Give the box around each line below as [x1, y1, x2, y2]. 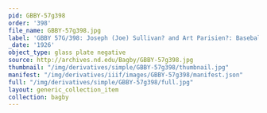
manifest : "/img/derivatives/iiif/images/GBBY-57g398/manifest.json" [8, 71, 244, 79]
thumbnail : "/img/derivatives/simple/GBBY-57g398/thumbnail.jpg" [8, 64, 229, 72]
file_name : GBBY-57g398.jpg [8, 26, 102, 34]
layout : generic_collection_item [8, 85, 119, 94]
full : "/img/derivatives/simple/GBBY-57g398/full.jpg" [8, 78, 194, 86]
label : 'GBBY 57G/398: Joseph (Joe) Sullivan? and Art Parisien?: [8, 33, 233, 42]
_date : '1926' [8, 41, 56, 49]
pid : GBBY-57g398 [8, 11, 66, 20]
